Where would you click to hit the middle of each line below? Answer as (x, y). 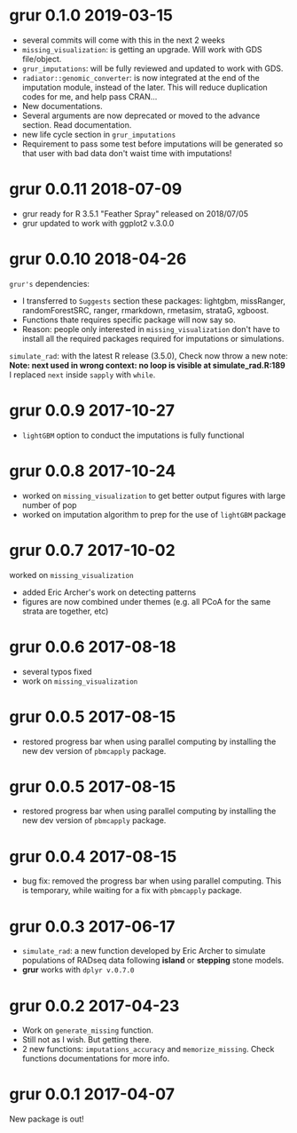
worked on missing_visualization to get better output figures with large (154, 495)
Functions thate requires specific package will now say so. (129, 320)
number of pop (49, 505)
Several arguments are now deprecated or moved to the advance (141, 115)
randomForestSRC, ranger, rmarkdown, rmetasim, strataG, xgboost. (145, 310)
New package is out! (47, 1119)
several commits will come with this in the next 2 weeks (124, 40)
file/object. (42, 59)
